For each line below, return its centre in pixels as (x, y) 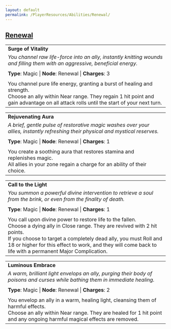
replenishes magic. (31, 158)
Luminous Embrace (32, 266)
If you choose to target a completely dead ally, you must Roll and (85, 239)
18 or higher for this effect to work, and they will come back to (82, 245)
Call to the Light (27, 185)
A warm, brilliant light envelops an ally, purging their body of (80, 274)
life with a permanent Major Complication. (58, 251)
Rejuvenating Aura (31, 117)
